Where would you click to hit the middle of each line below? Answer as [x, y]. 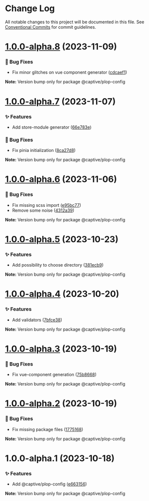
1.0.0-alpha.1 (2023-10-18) [60, 458]
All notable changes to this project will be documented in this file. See [75, 22]
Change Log [30, 8]
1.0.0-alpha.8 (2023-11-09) [61, 47]
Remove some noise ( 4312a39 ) [43, 210]
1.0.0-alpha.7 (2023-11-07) [60, 101]
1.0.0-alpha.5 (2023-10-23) [62, 239]
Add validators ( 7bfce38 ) [37, 320]
